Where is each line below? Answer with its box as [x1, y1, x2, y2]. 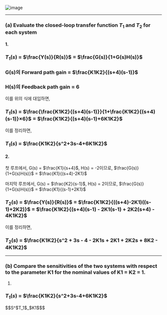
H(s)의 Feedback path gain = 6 [5, 83, 80, 90]
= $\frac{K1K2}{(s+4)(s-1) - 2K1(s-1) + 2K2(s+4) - [31, 206, 155, 213]
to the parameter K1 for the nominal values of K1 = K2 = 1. [5, 269, 146, 276]
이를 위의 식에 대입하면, [5, 96, 51, 102]
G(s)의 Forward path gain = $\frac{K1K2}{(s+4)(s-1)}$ [5, 68, 138, 75]
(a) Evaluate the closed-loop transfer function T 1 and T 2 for [5, 21, 151, 30]
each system [5, 29, 37, 36]
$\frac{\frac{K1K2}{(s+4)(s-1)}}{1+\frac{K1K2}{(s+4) [23, 108, 156, 115]
